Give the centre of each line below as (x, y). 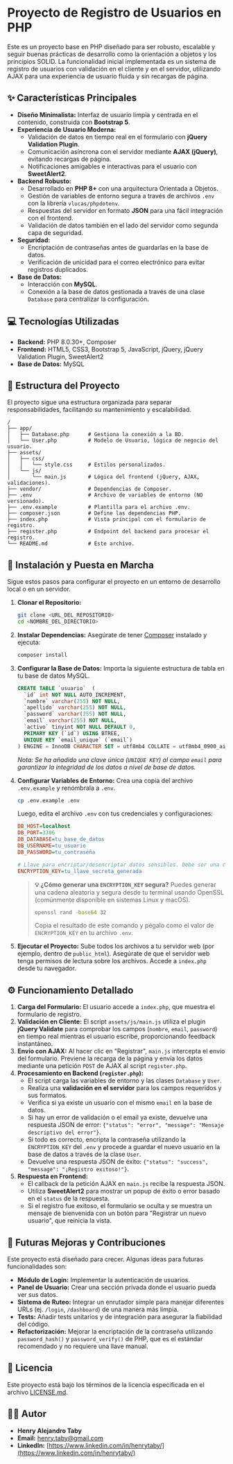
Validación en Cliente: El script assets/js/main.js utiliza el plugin (111, 1022)
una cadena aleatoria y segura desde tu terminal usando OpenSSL (129, 892)
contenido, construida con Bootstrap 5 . (74, 122)
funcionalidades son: (37, 1266)
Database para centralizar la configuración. (88, 299)
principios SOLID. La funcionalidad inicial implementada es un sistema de (112, 61)
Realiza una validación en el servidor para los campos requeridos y (124, 1088)
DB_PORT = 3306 (36, 833)
